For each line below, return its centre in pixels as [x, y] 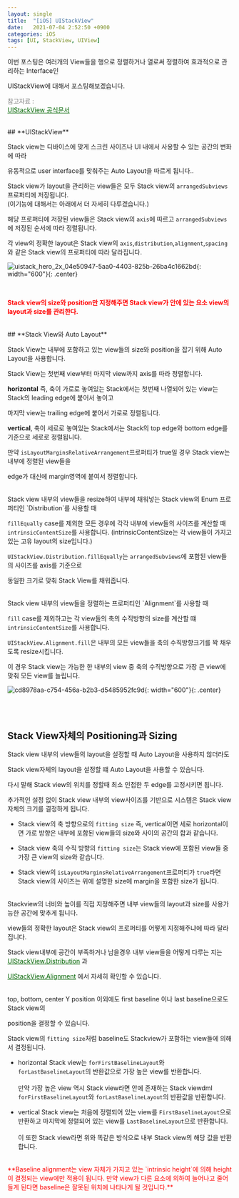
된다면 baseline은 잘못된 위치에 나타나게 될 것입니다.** [97, 1187]
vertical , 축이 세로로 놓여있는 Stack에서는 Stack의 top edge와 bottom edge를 [118, 428]
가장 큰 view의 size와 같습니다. [61, 857]
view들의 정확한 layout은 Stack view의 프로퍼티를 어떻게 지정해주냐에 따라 [112, 928]
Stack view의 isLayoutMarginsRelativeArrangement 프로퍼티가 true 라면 [119, 872]
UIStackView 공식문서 [39, 110]
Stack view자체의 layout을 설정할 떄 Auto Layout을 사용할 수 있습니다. [106, 769]
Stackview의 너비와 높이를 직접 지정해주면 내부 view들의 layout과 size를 [109, 904]
